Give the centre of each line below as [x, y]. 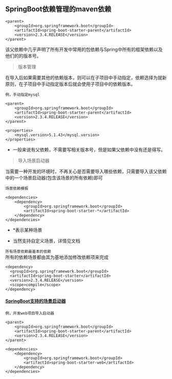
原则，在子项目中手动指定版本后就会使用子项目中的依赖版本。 [70, 84]
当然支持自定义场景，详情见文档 [46, 241]
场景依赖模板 [17, 188]
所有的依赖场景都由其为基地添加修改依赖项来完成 [57, 257]
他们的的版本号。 [23, 56]
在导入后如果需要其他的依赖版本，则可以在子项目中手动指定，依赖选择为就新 [86, 77]
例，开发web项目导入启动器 [30, 313]
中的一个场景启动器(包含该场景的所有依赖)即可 [54, 178]
